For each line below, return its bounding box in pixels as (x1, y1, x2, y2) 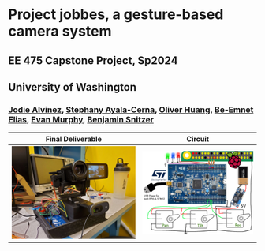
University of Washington (8, 81, 136, 94)
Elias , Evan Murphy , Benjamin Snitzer (8, 114, 154, 125)
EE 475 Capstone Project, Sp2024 (8, 54, 178, 67)
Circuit (186, 134, 210, 144)
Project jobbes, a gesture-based (8, 6, 224, 24)
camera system (8, 22, 112, 40)
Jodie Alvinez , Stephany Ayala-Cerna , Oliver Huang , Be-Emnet (8, 104, 254, 115)
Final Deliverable (45, 134, 103, 144)
